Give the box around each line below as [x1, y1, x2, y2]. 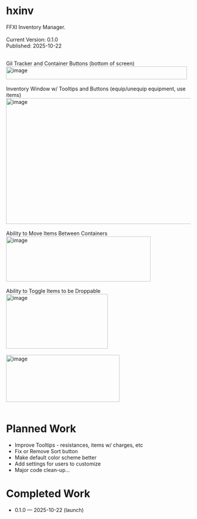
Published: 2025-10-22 [6, 42, 62, 49]
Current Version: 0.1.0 [6, 36, 59, 43]
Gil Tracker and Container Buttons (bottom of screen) [6, 60, 135, 67]
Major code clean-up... [14, 466, 70, 473]
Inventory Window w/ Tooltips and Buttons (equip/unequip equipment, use [6, 85, 186, 92]
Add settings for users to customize [14, 460, 101, 467]
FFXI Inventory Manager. [6, 23, 66, 31]
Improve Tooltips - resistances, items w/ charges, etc [14, 442, 144, 449]
